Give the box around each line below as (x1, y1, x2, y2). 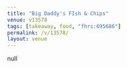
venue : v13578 (7, 16, 48, 23)
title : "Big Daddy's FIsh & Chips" (7, 10, 109, 17)
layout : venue (7, 36, 48, 43)
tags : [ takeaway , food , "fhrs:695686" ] (7, 23, 122, 30)
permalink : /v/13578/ (7, 29, 69, 36)
